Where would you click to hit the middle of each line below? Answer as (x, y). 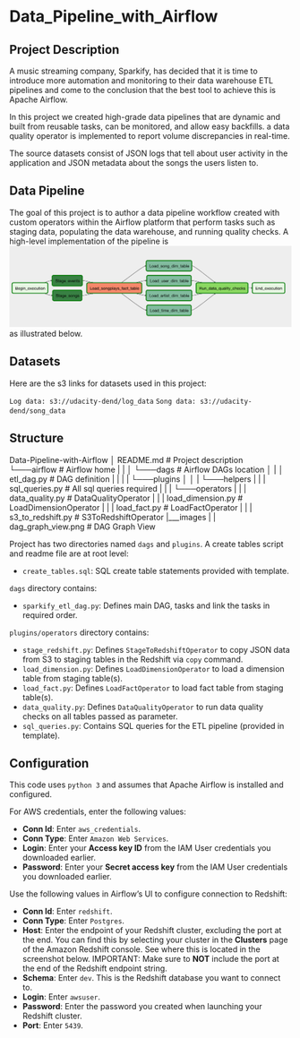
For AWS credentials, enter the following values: (98, 811)
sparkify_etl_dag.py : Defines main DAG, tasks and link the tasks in (146, 605)
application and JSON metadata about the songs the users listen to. (134, 163)
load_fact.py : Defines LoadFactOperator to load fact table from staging (153, 688)
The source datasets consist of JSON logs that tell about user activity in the (149, 153)
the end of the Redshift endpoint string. (94, 968)
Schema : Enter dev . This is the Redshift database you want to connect (151, 978)
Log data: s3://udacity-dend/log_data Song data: (103, 401)
